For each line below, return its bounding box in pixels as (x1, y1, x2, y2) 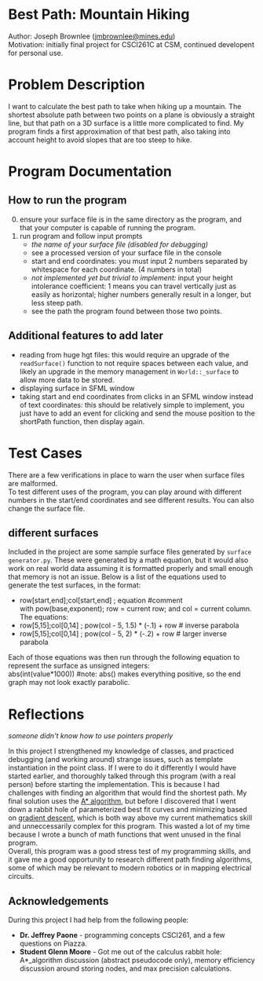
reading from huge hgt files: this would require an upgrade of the (19, 350, 230, 359)
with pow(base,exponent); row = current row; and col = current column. (19, 604, 253, 613)
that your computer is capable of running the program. (19, 222, 196, 232)
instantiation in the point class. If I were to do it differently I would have (8, 763, 237, 773)
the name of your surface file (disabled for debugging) (31, 240, 209, 249)
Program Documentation (8, 163, 173, 181)
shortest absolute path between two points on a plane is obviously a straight (8, 110, 255, 119)
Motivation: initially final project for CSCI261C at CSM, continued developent (8, 39, 255, 49)
